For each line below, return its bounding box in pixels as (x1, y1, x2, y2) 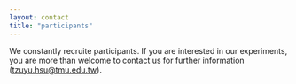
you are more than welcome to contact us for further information (9, 55, 245, 65)
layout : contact (9, 12, 69, 22)
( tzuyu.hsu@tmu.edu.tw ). (9, 64, 102, 75)
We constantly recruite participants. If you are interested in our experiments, (9, 45, 288, 56)
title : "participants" (9, 21, 93, 30)
